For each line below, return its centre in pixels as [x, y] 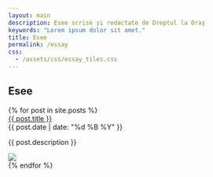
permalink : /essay [38, 45]
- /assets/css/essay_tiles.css [66, 60]
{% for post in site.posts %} [53, 110]
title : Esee [28, 37]
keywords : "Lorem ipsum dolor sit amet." [77, 30]
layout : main [29, 15]
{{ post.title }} [30, 118]
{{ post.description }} [42, 142]
